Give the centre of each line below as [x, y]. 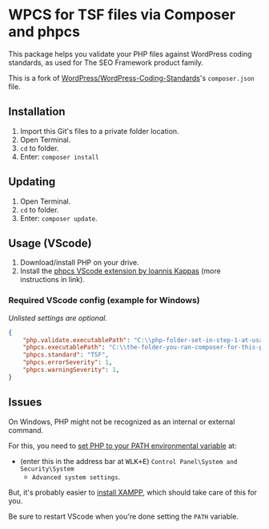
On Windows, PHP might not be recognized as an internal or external [122, 422]
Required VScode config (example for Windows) [104, 301]
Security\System [47, 469]
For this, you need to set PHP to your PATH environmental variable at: [122, 446]
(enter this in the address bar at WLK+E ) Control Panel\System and [128, 461]
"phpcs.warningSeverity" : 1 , [71, 370]
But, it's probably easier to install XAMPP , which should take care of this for [133, 492]
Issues [25, 402]
